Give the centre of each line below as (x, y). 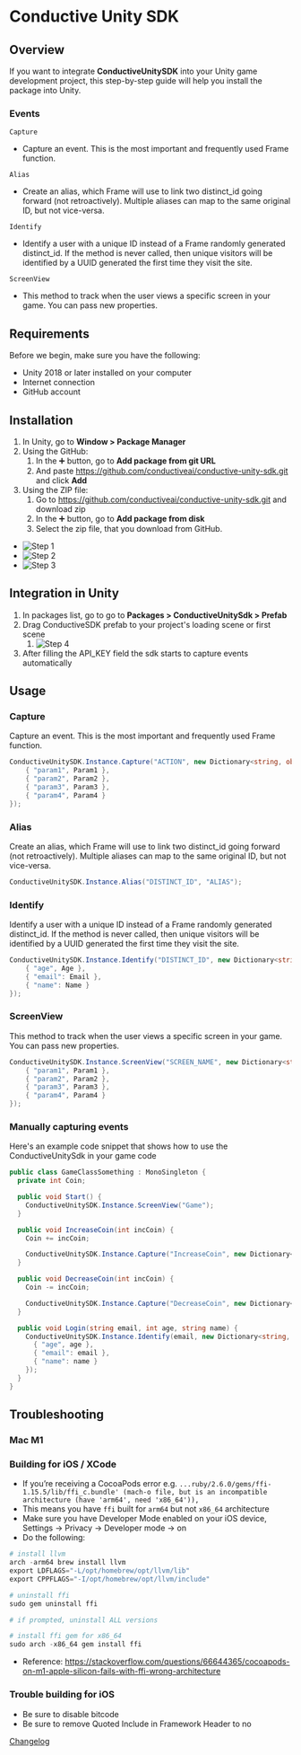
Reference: (43, 1662)
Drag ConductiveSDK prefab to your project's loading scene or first (146, 624)
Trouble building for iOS (62, 1695)
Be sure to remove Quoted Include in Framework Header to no (137, 1724)
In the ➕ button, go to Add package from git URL (126, 461)
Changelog (30, 1741)
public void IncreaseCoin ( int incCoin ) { (96, 1230)
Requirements (49, 334)
